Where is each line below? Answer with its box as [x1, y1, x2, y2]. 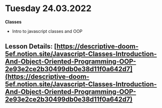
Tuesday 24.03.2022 [5, 3, 92, 14]
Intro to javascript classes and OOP [12, 28, 83, 34]
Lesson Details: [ [5, 42, 57, 51]
